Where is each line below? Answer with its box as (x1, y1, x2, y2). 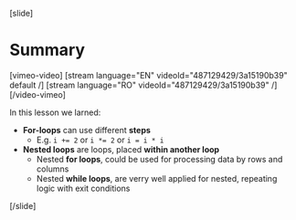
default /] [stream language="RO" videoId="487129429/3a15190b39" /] (9, 79, 278, 90)
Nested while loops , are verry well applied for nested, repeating (36, 173, 278, 183)
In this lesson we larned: (9, 107, 101, 118)
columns (36, 163, 69, 174)
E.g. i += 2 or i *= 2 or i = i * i (36, 134, 164, 145)
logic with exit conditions (36, 183, 131, 194)
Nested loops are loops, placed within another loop (22, 143, 220, 154)
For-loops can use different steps (22, 124, 151, 135)
